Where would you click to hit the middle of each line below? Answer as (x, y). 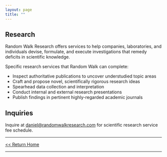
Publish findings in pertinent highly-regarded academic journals (78, 97)
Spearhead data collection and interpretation (58, 87)
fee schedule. (19, 130)
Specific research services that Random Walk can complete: (67, 67)
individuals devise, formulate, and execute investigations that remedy (76, 52)
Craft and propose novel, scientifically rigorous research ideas (76, 81)
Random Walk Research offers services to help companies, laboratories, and (83, 46)
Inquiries (19, 113)
